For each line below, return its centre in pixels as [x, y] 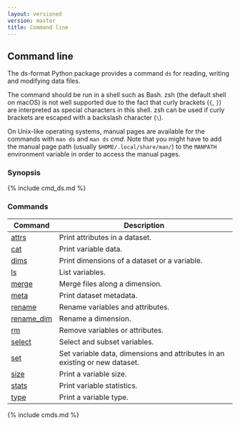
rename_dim [31, 319]
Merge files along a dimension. [111, 284]
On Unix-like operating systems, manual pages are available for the [106, 131]
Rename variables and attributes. [114, 306]
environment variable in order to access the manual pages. [94, 154]
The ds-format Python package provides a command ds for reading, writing [119, 74]
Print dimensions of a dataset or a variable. [131, 260]
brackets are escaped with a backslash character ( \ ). [86, 118]
